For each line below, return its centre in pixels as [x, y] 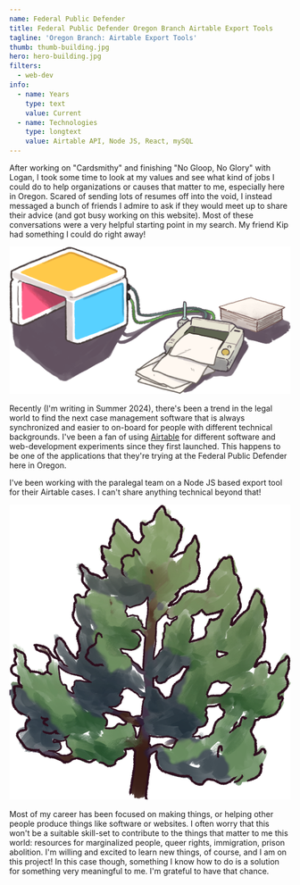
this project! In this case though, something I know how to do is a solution [144, 862]
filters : [25, 66]
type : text [46, 104]
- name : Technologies [58, 122]
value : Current [54, 113]
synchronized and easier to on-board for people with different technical [141, 428]
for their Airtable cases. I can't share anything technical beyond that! [135, 492]
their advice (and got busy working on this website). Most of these [132, 215]
